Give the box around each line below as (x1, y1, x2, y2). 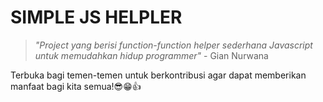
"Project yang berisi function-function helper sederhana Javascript (34, 39, 313, 51)
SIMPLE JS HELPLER (10, 6, 183, 29)
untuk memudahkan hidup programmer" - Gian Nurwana (34, 49, 269, 61)
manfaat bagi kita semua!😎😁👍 (10, 80, 142, 92)
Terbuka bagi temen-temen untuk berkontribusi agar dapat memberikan (10, 69, 307, 81)
